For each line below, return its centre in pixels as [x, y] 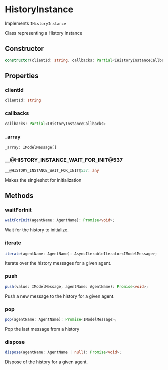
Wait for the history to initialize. [37, 230]
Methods [19, 196]
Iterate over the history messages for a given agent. [58, 263]
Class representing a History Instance [44, 33]
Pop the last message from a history [42, 329]
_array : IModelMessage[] [31, 147]
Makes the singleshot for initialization [43, 180]
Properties [22, 76]
